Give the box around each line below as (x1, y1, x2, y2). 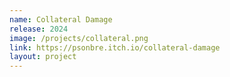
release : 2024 (9, 24, 69, 34)
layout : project (9, 52, 77, 62)
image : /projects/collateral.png (9, 33, 149, 43)
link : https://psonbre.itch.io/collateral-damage (9, 42, 221, 53)
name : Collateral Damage (9, 14, 113, 25)
